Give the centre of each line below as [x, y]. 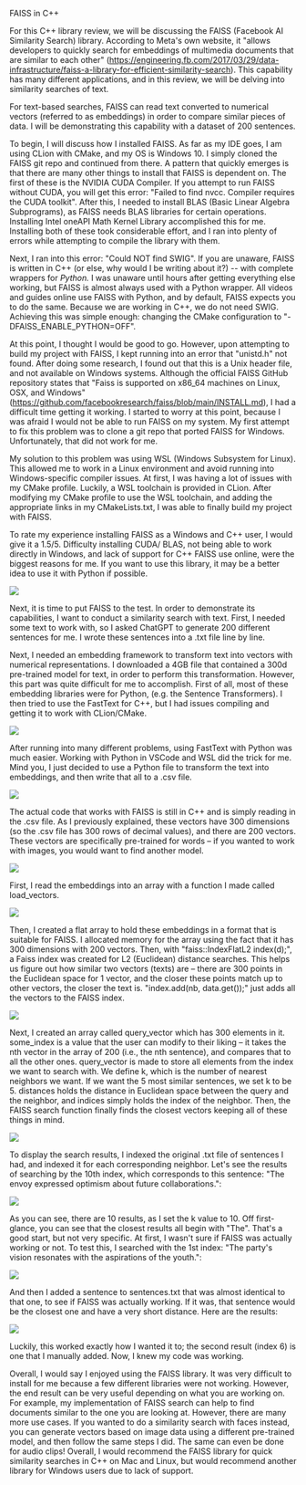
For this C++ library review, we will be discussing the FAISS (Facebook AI [147, 31]
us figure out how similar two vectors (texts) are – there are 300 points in [146, 968]
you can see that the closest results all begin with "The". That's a [161, 1228]
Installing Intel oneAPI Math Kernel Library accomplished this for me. [138, 221]
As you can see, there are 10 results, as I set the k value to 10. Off [132, 1218]
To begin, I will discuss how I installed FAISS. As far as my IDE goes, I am [146, 144]
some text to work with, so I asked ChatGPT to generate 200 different [140, 627]
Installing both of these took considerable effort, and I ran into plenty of [143, 231]
